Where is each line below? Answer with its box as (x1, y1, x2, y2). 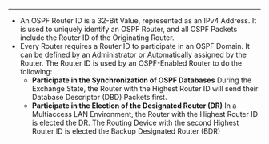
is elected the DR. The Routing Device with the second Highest (31, 118, 239, 127)
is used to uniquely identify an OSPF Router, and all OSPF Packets (19, 25, 238, 34)
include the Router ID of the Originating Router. (19, 33, 175, 42)
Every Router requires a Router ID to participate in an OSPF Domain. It (19, 42, 251, 50)
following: (19, 67, 53, 76)
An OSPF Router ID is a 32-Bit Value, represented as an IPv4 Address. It (19, 16, 257, 25)
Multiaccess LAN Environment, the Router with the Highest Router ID (31, 110, 259, 118)
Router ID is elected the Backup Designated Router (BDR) (31, 126, 221, 136)
